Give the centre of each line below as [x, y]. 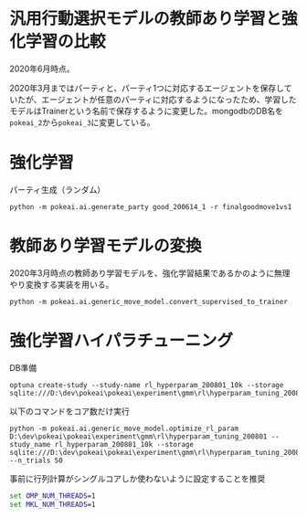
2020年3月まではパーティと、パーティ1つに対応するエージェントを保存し [147, 88]
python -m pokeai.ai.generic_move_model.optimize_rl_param [124, 428]
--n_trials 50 [37, 460]
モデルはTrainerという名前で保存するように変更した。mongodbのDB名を [146, 111]
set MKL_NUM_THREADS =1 [53, 504]
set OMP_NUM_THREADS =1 [53, 496]
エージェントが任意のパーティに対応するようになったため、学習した [169, 99]
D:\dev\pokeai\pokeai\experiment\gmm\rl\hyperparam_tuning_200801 [138, 436]
